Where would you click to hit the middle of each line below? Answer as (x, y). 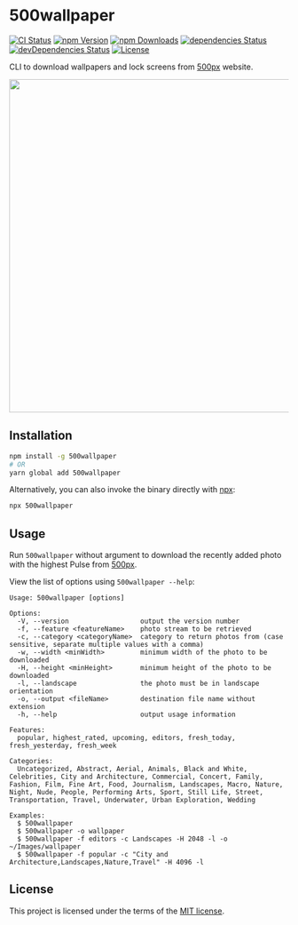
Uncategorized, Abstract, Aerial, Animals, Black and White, (133, 770)
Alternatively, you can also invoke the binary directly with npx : (122, 490)
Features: (27, 730)
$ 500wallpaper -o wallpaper (71, 832)
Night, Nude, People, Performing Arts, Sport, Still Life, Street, (137, 793)
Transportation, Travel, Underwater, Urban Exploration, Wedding (132, 801)
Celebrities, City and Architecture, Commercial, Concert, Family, (137, 777)
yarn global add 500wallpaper (65, 473)
